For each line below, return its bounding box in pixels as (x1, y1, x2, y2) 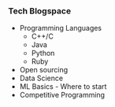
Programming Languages (19, 24, 102, 33)
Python (31, 49, 55, 58)
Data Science (19, 73, 64, 83)
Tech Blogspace (8, 6, 72, 17)
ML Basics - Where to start (19, 82, 107, 91)
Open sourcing (19, 65, 69, 75)
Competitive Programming (19, 90, 105, 100)
